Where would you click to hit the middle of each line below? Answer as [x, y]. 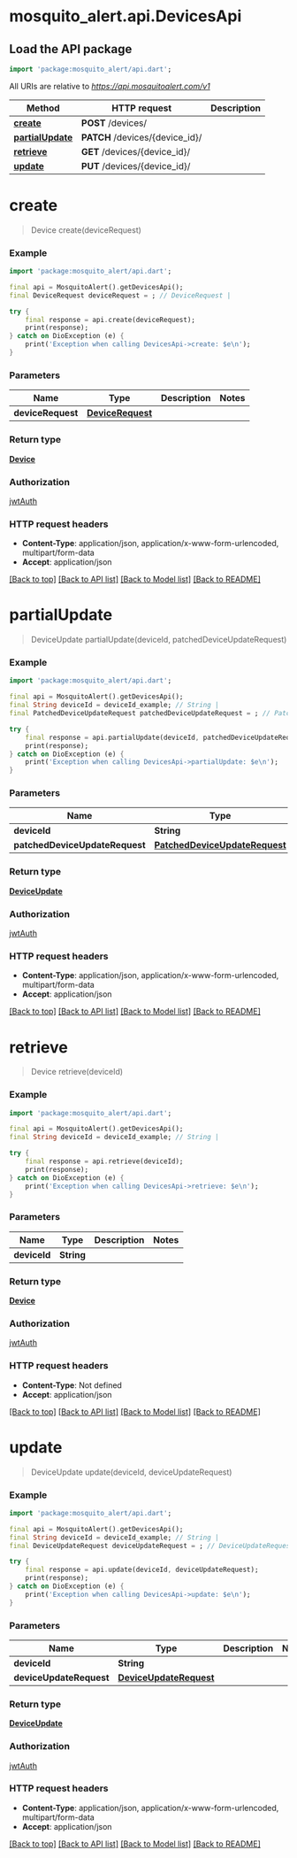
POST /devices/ [114, 123]
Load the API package [71, 49]
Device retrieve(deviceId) [77, 1072]
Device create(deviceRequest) [86, 230]
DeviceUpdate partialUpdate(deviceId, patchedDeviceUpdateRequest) [159, 640]
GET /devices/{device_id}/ [136, 151]
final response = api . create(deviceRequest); [110, 320]
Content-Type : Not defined [72, 1385]
